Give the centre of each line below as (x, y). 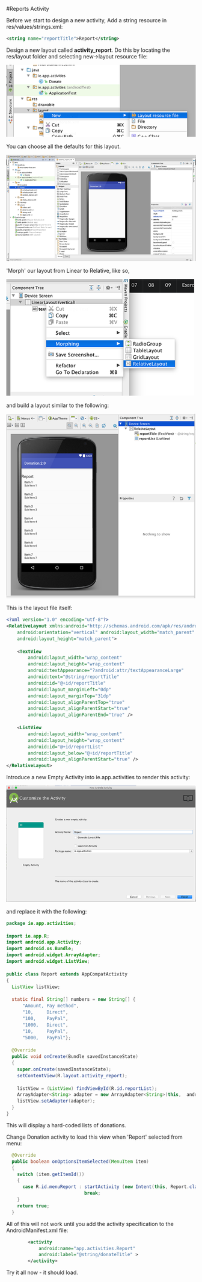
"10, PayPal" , (45, 1031)
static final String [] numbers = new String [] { (74, 1000)
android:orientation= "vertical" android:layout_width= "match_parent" (106, 632)
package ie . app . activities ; (41, 923)
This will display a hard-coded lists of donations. (66, 1125)
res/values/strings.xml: (35, 27)
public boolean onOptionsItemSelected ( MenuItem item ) (80, 1162)
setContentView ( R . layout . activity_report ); (72, 1075)
